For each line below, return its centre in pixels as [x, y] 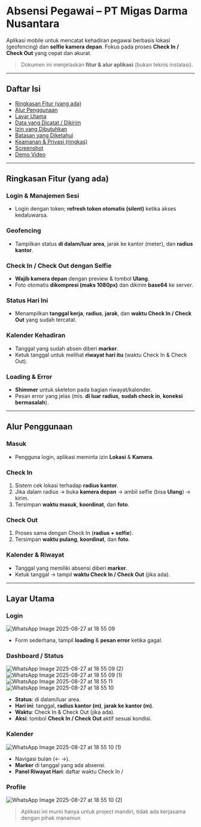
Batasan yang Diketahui [44, 135]
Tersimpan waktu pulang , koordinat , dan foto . [72, 539]
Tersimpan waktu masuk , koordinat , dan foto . [72, 504]
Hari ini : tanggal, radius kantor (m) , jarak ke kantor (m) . [84, 706]
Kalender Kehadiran [36, 335]
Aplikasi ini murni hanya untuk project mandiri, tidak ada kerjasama [103, 811]
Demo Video [30, 154]
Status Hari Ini [27, 300]
